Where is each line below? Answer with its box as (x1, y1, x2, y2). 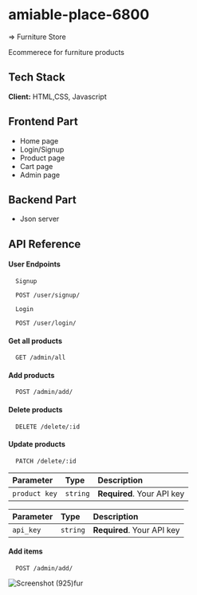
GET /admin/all (15, 353, 66, 362)
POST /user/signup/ (15, 291, 81, 299)
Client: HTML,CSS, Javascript (8, 92, 107, 101)
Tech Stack (8, 70, 65, 85)
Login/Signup (19, 144, 65, 154)
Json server (19, 214, 60, 224)
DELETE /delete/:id (15, 423, 81, 431)
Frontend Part (8, 115, 78, 128)
